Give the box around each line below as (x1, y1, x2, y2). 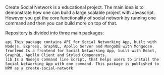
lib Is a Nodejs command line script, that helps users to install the (5, 57, 159, 62)
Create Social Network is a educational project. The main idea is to (5, 4, 144, 10)
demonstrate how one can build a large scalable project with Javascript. (5, 9, 155, 15)
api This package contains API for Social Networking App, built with (5, 39, 157, 44)
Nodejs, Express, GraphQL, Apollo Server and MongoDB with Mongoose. (5, 44, 155, 49)
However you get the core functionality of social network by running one (5, 15, 156, 20)
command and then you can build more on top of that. (5, 20, 118, 26)
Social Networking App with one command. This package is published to (5, 61, 159, 66)
